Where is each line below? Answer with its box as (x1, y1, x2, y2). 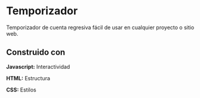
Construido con (6, 48, 66, 58)
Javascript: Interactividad (6, 63, 70, 70)
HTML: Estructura (6, 74, 51, 81)
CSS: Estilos (6, 86, 37, 93)
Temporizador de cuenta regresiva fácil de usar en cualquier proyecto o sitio (6, 24, 195, 31)
